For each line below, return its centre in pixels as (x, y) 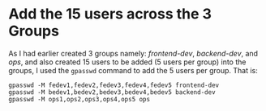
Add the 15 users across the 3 (110, 14)
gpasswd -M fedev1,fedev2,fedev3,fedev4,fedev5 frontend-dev (114, 85)
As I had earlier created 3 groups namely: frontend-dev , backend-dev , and (133, 53)
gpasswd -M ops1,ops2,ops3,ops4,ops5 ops (79, 99)
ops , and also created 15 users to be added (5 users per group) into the (127, 62)
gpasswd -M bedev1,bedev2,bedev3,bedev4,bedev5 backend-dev (112, 92)
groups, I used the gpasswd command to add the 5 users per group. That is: (133, 70)
